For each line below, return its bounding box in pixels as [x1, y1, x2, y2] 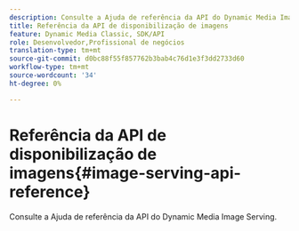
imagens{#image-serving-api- [9, 163, 242, 183]
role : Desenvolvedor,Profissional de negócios [9, 37, 185, 47]
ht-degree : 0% [9, 79, 62, 88]
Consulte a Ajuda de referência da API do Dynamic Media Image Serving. [9, 211, 278, 222]
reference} [9, 181, 91, 202]
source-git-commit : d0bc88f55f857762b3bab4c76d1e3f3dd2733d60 [9, 54, 245, 63]
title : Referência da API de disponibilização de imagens [9, 21, 229, 30]
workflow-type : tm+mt [9, 63, 90, 72]
